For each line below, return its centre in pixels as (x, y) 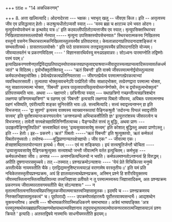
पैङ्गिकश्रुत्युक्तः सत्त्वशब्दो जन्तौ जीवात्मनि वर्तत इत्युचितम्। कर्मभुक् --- (89, 150)
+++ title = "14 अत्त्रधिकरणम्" (32, 8)
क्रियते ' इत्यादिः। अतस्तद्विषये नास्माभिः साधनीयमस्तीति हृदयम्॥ (56, 214)
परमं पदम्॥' (15, 58)
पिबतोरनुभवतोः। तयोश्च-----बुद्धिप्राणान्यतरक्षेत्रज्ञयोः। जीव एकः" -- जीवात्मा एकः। (71, 139)
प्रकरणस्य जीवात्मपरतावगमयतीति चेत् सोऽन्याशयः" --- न (50, 185)
